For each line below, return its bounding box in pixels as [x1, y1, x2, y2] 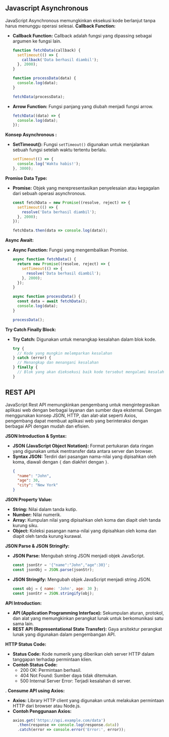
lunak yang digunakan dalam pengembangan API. [12, 631, 116, 637]
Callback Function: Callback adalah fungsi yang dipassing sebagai [12, 32, 152, 38]
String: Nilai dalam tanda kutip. [12, 506, 77, 512]
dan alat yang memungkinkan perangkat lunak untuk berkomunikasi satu [12, 615, 164, 621]
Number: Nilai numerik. [12, 512, 62, 518]
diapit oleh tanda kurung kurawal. [12, 533, 82, 539]
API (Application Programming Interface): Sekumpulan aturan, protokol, [12, 610, 164, 616]
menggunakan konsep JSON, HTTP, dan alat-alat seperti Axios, [5, 412, 137, 419]
